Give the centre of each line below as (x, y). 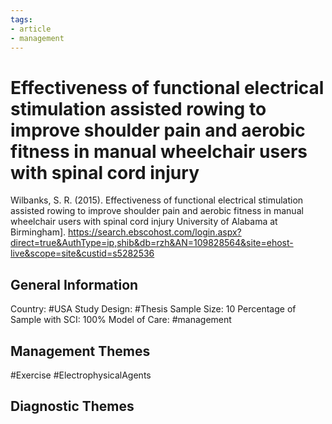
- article (31, 29)
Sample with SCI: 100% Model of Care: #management (121, 320)
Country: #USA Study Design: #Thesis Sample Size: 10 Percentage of (153, 309)
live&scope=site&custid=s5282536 (82, 253)
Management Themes (80, 351)
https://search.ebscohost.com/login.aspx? (155, 232)
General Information (74, 284)
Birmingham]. (38, 232)
